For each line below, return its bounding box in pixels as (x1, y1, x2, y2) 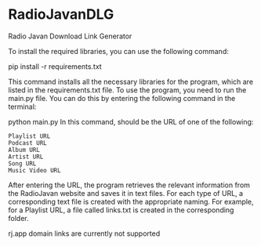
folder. (8, 213, 29, 222)
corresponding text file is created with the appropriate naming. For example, (8, 197, 254, 206)
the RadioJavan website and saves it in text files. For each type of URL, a (8, 188, 244, 197)
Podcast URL (8, 139, 47, 147)
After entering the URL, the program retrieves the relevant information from (8, 180, 251, 190)
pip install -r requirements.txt (8, 61, 102, 71)
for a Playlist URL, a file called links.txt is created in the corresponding (8, 205, 234, 215)
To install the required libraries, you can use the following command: (8, 46, 229, 56)
